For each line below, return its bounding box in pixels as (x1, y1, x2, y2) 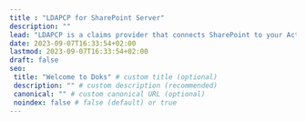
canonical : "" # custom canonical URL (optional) (13, 89, 206, 98)
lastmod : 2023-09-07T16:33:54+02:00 (9, 47, 148, 56)
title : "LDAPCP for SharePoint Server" (9, 13, 166, 23)
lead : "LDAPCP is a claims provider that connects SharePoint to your (9, 30, 283, 39)
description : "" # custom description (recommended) (13, 81, 219, 90)
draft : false (9, 55, 59, 65)
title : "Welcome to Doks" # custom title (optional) (13, 73, 219, 82)
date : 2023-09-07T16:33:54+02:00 (9, 38, 137, 48)
